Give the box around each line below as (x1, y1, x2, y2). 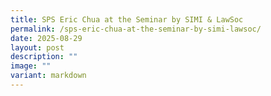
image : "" (10, 61, 52, 71)
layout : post (10, 42, 65, 53)
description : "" (10, 52, 78, 62)
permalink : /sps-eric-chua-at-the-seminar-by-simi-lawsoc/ (10, 24, 262, 34)
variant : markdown (10, 71, 87, 81)
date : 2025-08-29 (10, 33, 83, 43)
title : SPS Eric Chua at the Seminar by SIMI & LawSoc (10, 14, 244, 25)
